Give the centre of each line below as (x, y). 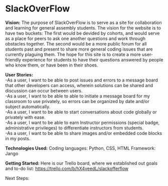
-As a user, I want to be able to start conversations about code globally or (81, 112)
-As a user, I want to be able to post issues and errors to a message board (81, 80)
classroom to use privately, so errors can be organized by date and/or (77, 101)
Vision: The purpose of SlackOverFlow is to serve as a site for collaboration (83, 22)
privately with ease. (26, 117)
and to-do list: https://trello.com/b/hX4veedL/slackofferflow (67, 168)
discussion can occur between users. (44, 90)
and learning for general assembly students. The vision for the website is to (83, 27)
